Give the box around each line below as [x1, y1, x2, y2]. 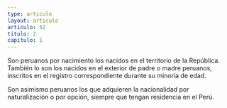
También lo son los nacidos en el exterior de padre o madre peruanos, [7, 64, 213, 72]
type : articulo [7, 10, 52, 18]
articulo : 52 [7, 23, 46, 31]
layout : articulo [7, 17, 59, 24]
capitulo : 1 [7, 37, 43, 44]
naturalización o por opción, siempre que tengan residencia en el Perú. [7, 93, 215, 102]
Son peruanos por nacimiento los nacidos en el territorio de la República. [7, 56, 220, 65]
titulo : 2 [7, 30, 37, 38]
